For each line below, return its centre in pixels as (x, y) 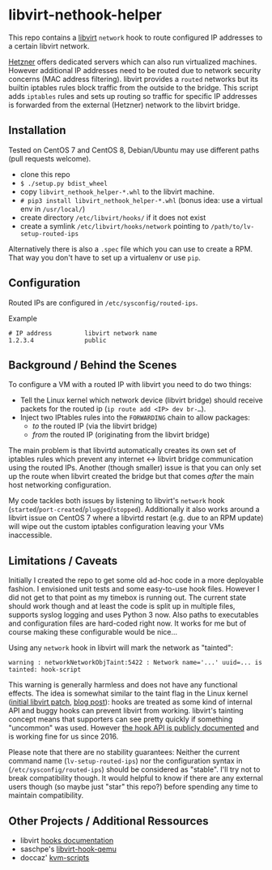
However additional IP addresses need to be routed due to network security (135, 70)
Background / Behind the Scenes (93, 365)
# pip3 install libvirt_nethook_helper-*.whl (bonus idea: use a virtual (141, 200)
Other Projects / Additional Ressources (108, 821)
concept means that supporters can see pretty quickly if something (121, 719)
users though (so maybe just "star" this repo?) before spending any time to (133, 787)
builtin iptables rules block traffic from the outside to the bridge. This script (134, 88)
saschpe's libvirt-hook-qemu (68, 849)
